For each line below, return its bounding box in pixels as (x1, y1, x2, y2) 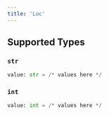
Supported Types (7, 36, 86, 48)
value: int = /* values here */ (7, 102, 102, 109)
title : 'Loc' (7, 10, 46, 18)
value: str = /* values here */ (7, 72, 102, 79)
